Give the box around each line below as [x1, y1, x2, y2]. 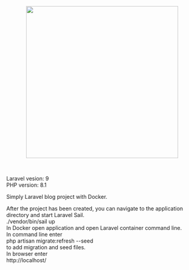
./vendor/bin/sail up [6, 218, 56, 225]
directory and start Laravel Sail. [6, 212, 85, 218]
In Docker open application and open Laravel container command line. [6, 224, 182, 231]
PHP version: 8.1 [6, 181, 47, 189]
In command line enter [6, 231, 63, 238]
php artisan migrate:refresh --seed [6, 237, 94, 244]
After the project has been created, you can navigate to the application [6, 205, 184, 212]
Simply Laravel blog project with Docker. [6, 193, 108, 200]
